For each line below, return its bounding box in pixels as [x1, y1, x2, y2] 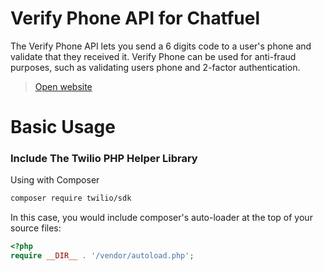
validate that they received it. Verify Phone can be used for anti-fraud [10, 50, 297, 62]
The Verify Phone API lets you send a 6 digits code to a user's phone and [10, 40, 312, 52]
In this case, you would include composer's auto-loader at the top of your [10, 212, 313, 224]
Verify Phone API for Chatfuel [10, 7, 260, 30]
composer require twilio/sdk [10, 193, 132, 204]
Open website [34, 80, 93, 92]
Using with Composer [10, 174, 100, 186]
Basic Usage [10, 116, 116, 139]
